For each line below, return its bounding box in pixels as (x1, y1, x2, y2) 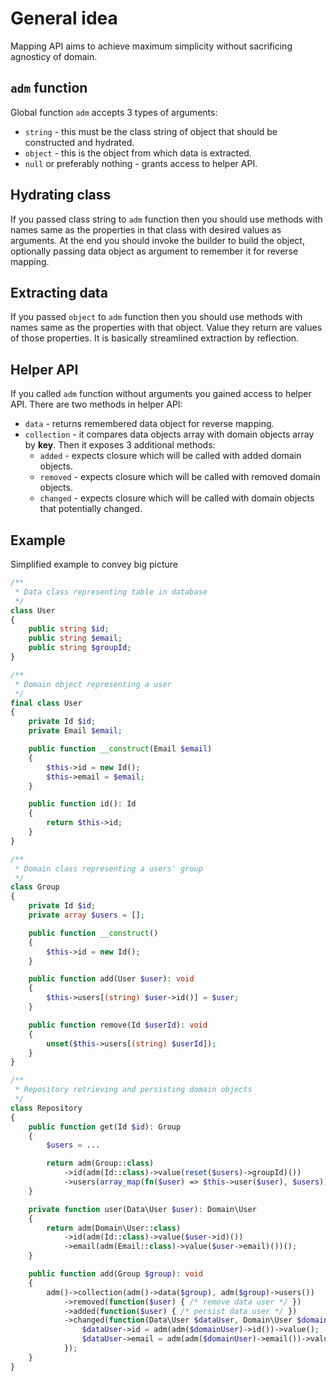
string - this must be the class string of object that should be (24, 125, 278, 137)
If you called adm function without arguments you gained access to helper (10, 388, 312, 400)
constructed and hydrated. (24, 136, 135, 148)
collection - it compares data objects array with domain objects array (24, 428, 315, 441)
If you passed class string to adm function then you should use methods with (10, 213, 323, 225)
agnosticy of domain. (10, 50, 98, 62)
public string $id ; (28, 624, 110, 634)
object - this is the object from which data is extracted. (24, 147, 252, 159)
